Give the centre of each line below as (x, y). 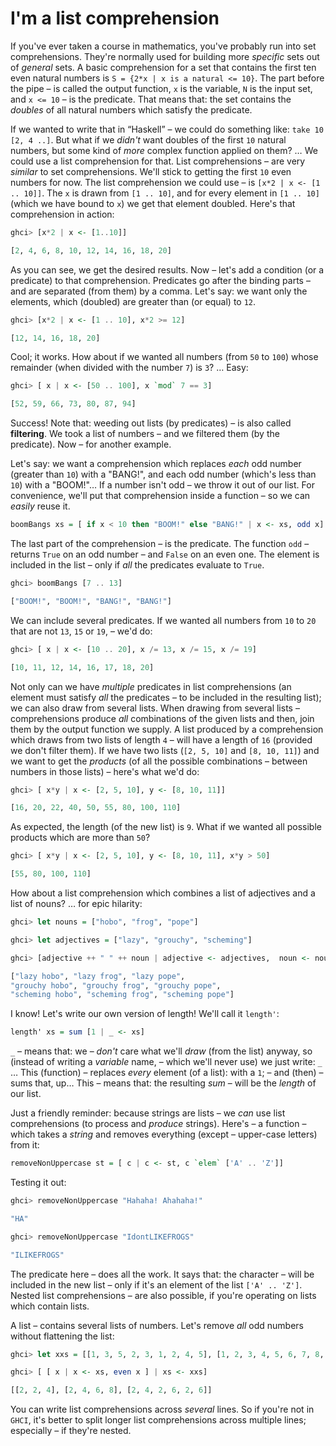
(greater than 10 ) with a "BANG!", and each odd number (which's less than (163, 474)
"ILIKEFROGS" (37, 1255)
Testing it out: (38, 1183)
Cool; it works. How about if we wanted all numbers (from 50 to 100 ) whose (164, 357)
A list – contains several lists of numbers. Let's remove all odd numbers (157, 1325)
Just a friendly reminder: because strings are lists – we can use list (148, 1113)
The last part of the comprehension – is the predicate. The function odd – (160, 544)
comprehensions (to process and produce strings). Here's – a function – (158, 1124)
